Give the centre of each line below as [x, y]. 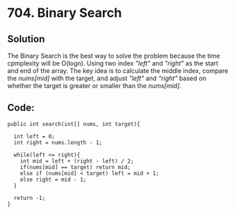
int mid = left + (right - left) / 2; [77, 161]
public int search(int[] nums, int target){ [74, 124]
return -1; [30, 198]
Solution [26, 39]
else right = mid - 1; [53, 180]
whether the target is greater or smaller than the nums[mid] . [95, 86]
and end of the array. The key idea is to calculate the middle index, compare [118, 71]
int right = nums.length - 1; [58, 142]
